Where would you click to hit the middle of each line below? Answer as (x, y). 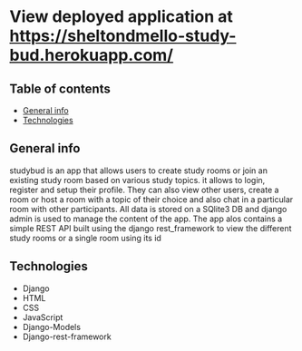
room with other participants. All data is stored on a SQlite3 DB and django (148, 209)
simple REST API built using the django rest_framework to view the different (151, 228)
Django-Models (52, 327)
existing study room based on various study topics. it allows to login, (137, 180)
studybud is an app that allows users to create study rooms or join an (138, 171)
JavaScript (43, 317)
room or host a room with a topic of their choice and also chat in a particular (151, 199)
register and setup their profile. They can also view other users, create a (144, 190)
